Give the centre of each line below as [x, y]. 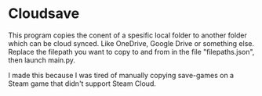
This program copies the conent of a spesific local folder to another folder [127, 35]
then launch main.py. [42, 60]
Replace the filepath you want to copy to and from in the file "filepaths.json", [131, 52]
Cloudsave [44, 14]
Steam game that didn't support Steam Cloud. [82, 84]
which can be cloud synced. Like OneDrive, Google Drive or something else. [131, 43]
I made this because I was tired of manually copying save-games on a [121, 75]
